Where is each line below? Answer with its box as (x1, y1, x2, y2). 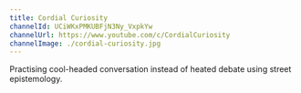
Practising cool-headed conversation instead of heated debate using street (9, 64, 292, 75)
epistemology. (9, 74, 63, 85)
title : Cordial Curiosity (9, 13, 108, 23)
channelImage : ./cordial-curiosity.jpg (9, 38, 161, 48)
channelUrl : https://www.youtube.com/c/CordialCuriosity (9, 30, 231, 39)
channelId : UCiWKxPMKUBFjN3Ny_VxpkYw (9, 22, 153, 31)
